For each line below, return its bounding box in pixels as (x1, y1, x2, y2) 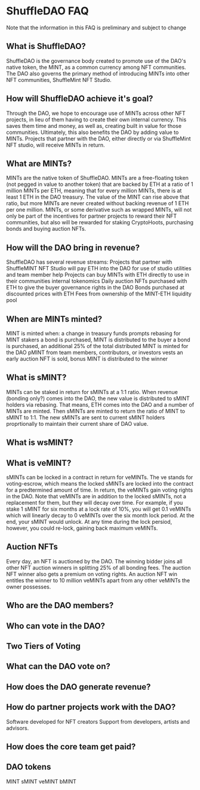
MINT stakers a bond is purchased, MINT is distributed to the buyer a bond (6, 336, 190, 343)
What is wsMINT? (6, 438, 73, 448)
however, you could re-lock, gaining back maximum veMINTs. (6, 524, 158, 532)
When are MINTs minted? (6, 314, 103, 324)
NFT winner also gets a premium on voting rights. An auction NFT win (6, 570, 178, 578)
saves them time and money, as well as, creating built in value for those (6, 122, 182, 129)
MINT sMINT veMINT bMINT (6, 777, 76, 785)
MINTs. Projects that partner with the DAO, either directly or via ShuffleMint (6, 135, 191, 142)
